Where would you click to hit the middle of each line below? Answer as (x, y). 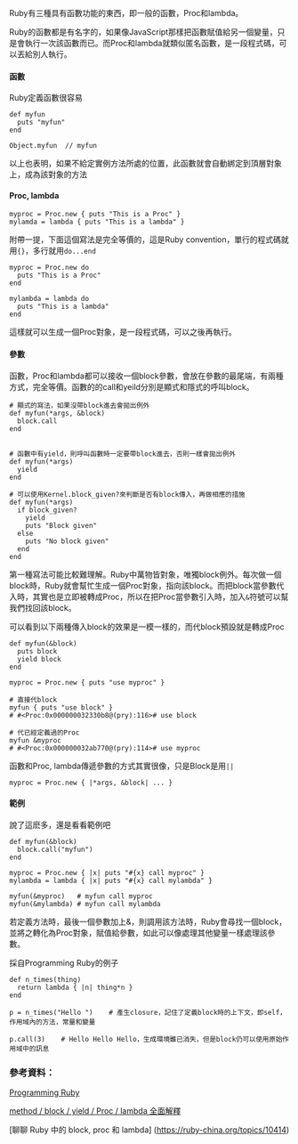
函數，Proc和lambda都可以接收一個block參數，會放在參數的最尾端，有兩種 (146, 376)
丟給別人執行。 (44, 54)
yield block (40, 659)
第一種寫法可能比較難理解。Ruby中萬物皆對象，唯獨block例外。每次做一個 (145, 574)
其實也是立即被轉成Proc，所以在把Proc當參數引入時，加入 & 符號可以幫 (161, 596)
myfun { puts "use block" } (61, 707)
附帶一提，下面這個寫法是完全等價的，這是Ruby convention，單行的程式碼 (145, 239)
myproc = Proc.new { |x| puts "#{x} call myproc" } (107, 872)
